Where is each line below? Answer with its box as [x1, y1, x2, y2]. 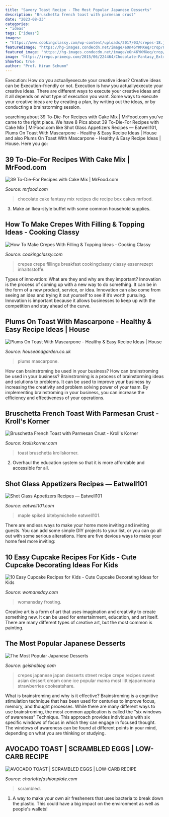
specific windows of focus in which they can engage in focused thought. [5, 719, 156, 725]
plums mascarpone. [17, 358, 59, 364]
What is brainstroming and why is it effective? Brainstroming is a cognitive [5, 693, 158, 699]
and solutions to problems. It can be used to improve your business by [5, 379, 151, 385]
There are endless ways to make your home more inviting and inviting [5, 522, 149, 529]
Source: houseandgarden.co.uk [5, 348, 71, 354]
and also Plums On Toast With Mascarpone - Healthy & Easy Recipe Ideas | [5, 135, 161, 141]
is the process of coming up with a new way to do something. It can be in [5, 281, 157, 287]
